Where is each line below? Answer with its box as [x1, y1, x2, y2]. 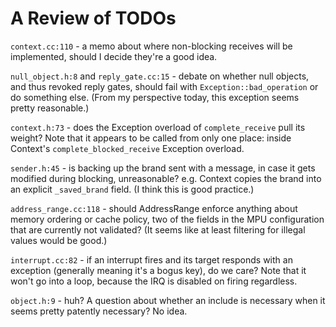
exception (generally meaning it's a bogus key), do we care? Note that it [10, 264, 307, 276]
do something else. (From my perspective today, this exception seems [10, 91, 300, 103]
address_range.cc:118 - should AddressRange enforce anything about [10, 202, 298, 214]
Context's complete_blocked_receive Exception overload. [10, 142, 245, 154]
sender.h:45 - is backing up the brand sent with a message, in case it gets [10, 162, 316, 174]
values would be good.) [10, 234, 108, 246]
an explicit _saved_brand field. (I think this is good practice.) [10, 183, 255, 195]
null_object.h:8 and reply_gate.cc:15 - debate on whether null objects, [10, 70, 310, 82]
